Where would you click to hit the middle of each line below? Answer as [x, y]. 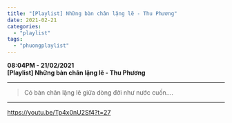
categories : [24, 26]
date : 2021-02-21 [32, 20]
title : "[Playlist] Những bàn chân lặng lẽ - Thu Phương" [92, 13]
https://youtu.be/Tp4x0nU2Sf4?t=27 [59, 112]
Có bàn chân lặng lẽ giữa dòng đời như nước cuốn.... [99, 93]
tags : [15, 39]
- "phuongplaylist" [41, 46]
